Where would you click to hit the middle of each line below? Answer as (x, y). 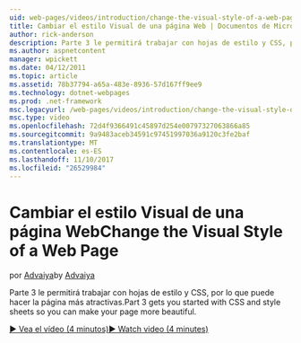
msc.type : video (39, 118)
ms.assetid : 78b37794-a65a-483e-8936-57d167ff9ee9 (106, 84)
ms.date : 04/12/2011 (48, 68)
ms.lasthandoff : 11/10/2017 (62, 159)
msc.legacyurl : (38, 110)
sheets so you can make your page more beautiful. (103, 312)
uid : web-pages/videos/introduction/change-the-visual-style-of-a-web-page (154, 18)
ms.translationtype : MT (54, 143)
